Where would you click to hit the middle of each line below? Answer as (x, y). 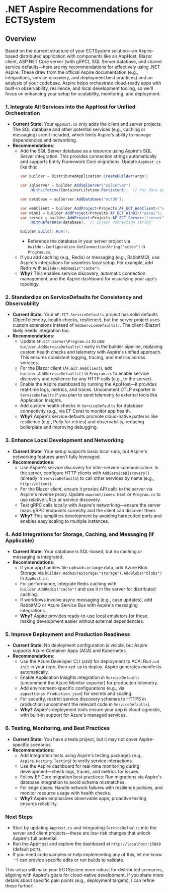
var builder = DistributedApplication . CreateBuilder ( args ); (84, 176)
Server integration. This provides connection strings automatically (88, 156)
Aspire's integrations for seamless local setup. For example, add (87, 263)
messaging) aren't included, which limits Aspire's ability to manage (82, 135)
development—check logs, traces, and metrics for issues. (80, 771)
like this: (29, 167)
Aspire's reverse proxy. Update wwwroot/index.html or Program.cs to (90, 494)
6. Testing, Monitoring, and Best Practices (58, 728)
